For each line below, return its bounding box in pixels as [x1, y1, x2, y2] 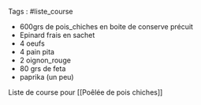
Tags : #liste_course [8, 7, 73, 16]
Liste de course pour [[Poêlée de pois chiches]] [8, 88, 163, 97]
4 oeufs [19, 39, 45, 48]
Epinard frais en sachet [19, 31, 95, 39]
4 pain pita [19, 47, 55, 56]
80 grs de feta [19, 64, 66, 73]
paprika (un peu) [19, 73, 74, 81]
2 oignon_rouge [19, 55, 71, 65]
